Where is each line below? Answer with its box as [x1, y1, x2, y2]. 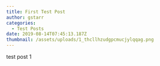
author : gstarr [6, 14, 44, 20]
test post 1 [6, 53, 32, 60]
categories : [6, 20, 36, 26]
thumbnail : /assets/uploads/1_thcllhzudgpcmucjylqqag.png [6, 37, 154, 43]
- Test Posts [11, 25, 44, 32]
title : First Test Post [6, 8, 66, 15]
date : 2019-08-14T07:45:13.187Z [6, 31, 87, 37]
